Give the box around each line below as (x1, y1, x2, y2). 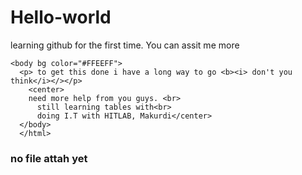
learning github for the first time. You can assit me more (10, 39, 240, 51)
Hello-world (10, 6, 112, 29)
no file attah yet (10, 151, 88, 165)
